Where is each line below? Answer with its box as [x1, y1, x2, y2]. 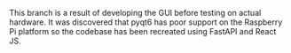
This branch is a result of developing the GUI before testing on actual [9, 8, 262, 18]
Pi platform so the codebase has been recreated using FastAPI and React [9, 26, 277, 36]
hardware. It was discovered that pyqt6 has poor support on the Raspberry [9, 17, 283, 27]
